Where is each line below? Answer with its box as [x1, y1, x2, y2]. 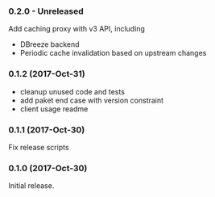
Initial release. [8, 181, 55, 191]
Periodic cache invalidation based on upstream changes [19, 48, 207, 58]
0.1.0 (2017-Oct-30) [8, 162, 88, 174]
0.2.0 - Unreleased [8, 6, 84, 17]
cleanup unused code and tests [19, 86, 125, 96]
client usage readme [19, 103, 89, 114]
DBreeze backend [19, 40, 80, 49]
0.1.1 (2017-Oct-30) [8, 124, 85, 135]
